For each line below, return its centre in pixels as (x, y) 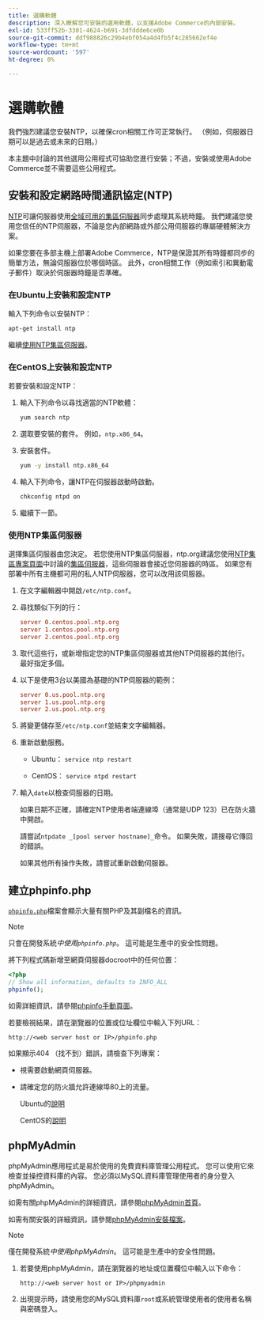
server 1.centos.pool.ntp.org (70, 630)
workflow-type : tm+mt (44, 45)
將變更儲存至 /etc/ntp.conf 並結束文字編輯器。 (94, 725)
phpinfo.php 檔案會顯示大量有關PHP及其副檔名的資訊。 (97, 911)
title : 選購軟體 (32, 15)
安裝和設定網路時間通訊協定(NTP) (91, 196)
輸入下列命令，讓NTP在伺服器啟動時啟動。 (89, 481)
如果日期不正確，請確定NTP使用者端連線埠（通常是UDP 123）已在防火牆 (138, 810)
